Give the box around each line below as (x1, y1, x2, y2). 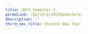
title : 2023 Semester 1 (5, 7, 56, 12)
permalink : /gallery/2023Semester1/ (5, 12, 83, 17)
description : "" (5, 16, 40, 21)
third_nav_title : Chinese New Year (5, 21, 81, 26)
